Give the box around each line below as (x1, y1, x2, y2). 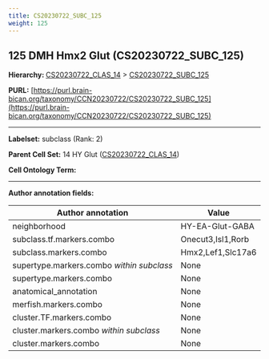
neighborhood (12, 221, 66, 232)
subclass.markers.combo (12, 247, 107, 258)
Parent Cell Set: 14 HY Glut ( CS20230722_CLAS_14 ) (8, 150, 180, 159)
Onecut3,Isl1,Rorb (180, 234, 250, 245)
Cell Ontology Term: (8, 165, 77, 175)
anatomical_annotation (12, 286, 98, 297)
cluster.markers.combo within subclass (12, 325, 160, 337)
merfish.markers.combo (12, 299, 102, 310)
